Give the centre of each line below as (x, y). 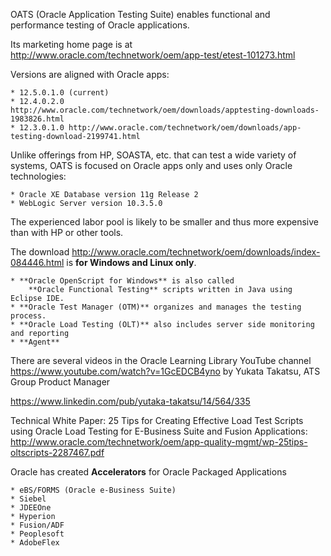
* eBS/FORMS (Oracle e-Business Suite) (93, 490)
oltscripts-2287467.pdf (57, 452)
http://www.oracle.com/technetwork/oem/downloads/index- (196, 252)
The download (40, 252)
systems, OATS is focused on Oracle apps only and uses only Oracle (151, 165)
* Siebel (28, 499)
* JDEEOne (31, 508)
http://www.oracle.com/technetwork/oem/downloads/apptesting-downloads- (165, 110)
